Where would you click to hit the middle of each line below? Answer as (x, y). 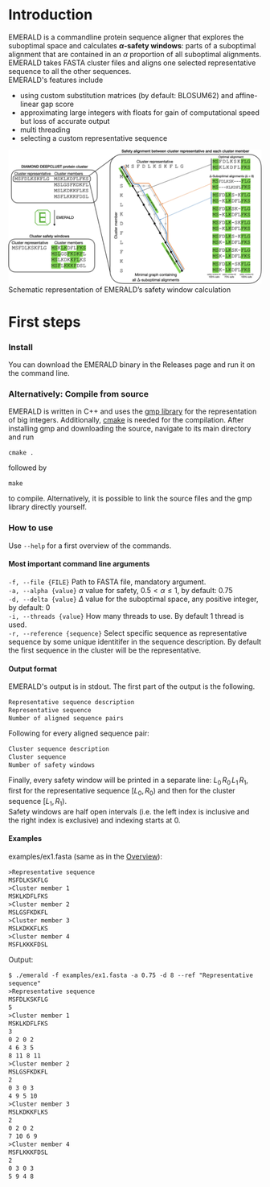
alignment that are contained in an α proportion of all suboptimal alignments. (135, 54)
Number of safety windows (51, 765)
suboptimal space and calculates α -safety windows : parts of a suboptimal (132, 45)
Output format (33, 669)
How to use (31, 528)
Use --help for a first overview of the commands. (90, 546)
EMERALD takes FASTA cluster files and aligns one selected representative (132, 63)
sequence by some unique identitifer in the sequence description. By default (135, 641)
